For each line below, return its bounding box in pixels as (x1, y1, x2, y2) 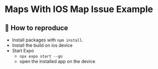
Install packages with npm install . (12, 37, 84, 43)
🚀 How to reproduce (5, 24, 68, 32)
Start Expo (12, 48, 34, 53)
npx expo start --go (19, 54, 63, 59)
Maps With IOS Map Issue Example (5, 4, 153, 15)
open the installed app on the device (19, 58, 96, 64)
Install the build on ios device (12, 42, 73, 48)
